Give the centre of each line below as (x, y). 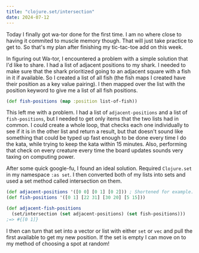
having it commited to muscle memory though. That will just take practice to (99, 41)
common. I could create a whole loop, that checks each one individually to (98, 125)
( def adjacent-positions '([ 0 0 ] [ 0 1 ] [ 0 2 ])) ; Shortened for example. (100, 192)
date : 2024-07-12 (28, 17)
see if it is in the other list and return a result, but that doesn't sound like (95, 131)
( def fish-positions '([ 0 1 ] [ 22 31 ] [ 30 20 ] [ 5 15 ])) (76, 198)
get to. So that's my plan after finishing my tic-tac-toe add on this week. (95, 47)
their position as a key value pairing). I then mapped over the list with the (96, 84)
